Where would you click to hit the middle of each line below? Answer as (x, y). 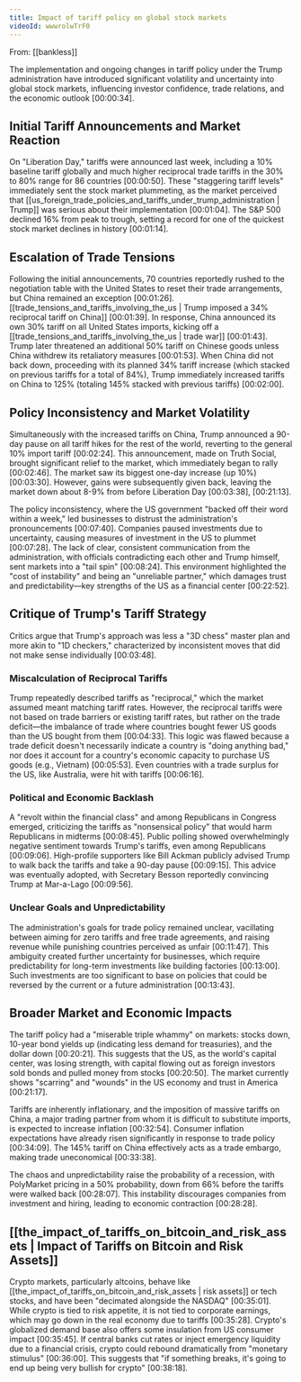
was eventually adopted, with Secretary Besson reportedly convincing (139, 875)
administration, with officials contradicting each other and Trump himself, (145, 557)
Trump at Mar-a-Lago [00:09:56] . (71, 885)
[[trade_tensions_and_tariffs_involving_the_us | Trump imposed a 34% (139, 308)
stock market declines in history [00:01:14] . (89, 229)
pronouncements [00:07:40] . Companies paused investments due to (136, 528)
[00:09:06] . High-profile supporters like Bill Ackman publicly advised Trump (150, 856)
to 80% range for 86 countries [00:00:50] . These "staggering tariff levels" (146, 181)
